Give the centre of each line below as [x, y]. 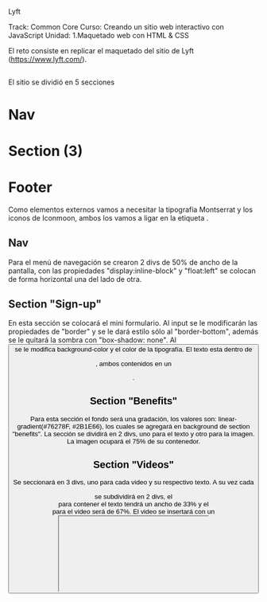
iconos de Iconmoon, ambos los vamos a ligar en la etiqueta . [108, 217]
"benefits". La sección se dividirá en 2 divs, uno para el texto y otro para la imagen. [133, 434]
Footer [31, 187]
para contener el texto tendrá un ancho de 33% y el [133, 504]
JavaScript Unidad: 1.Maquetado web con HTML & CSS [99, 35]
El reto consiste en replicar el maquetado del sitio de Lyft [101, 51]
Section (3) [46, 151]
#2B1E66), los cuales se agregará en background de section [161, 426]
